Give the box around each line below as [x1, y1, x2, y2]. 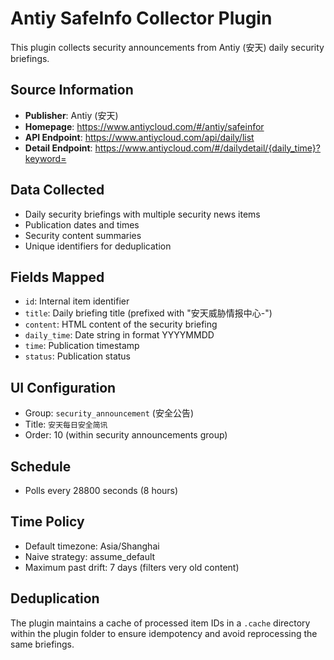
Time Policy [10, 513, 85, 531]
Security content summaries [24, 229, 142, 241]
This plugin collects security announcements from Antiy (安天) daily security [10, 41, 325, 53]
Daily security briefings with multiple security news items [24, 208, 261, 220]
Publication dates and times [24, 218, 140, 231]
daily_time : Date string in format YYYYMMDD [24, 329, 215, 341]
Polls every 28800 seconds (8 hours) [24, 485, 179, 496]
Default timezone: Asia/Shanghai [24, 540, 160, 552]
